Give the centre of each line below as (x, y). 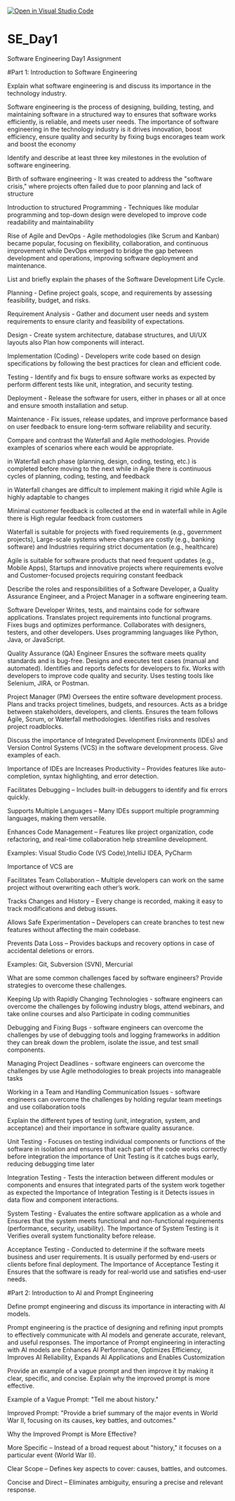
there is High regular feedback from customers (75, 518)
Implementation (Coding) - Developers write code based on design (104, 356)
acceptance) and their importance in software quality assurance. (101, 1128)
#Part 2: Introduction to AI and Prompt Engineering (81, 1293)
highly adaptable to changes (48, 497)
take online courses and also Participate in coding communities (99, 1013)
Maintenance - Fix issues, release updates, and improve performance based (117, 419)
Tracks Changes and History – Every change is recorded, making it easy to (115, 901)
